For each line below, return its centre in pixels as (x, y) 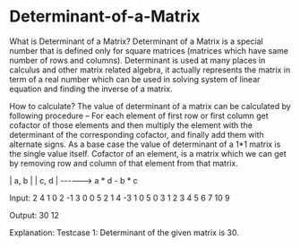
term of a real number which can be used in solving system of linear (135, 79)
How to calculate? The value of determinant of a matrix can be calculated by (150, 106)
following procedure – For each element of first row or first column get (139, 115)
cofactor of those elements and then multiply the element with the (131, 125)
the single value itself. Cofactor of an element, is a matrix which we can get (148, 153)
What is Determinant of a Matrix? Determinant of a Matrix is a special (137, 41)
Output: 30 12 (34, 215)
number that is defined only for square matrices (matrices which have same (149, 50)
